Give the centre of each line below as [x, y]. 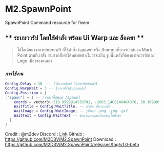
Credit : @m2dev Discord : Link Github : [45, 134]
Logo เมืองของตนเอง [35, 61]
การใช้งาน [14, 73]
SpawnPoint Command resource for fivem [47, 22]
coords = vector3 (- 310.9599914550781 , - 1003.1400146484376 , [76, 102]
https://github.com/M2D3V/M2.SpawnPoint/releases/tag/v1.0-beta [72, 144]
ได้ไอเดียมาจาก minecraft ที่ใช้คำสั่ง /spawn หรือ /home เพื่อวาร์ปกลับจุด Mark [85, 49]
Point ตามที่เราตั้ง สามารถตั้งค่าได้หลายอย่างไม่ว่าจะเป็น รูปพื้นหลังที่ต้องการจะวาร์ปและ [86, 55]
